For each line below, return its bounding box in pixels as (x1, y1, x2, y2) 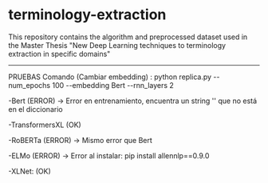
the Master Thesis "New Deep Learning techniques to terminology (8, 40, 226, 50)
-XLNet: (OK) (8, 166, 52, 176)
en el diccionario (8, 104, 63, 113)
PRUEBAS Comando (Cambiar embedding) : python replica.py (8, 72, 212, 82)
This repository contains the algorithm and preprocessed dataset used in (8, 32, 248, 42)
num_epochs (8, 80, 50, 90)
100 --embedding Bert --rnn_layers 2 (51, 80, 174, 90)
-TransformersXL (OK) (8, 120, 81, 129)
